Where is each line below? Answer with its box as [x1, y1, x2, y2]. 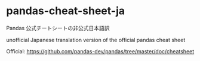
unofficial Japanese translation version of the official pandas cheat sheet [6, 36, 186, 43]
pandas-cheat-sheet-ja [6, 4, 125, 18]
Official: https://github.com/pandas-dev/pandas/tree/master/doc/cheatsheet [6, 47, 195, 54]
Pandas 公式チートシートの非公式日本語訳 [6, 24, 110, 31]
